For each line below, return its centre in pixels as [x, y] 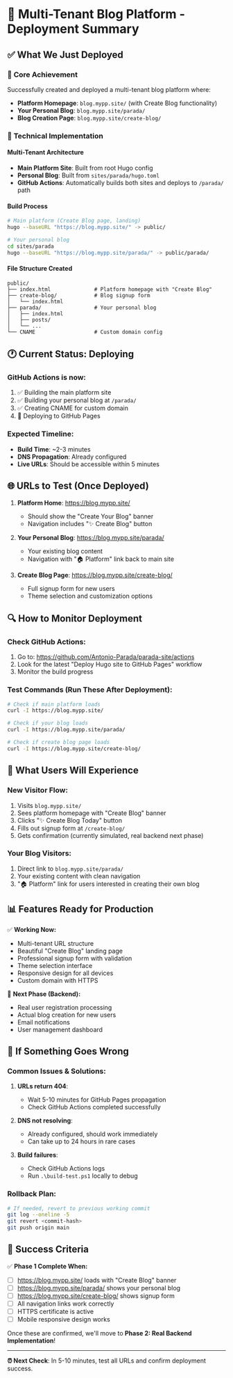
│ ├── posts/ [29, 319]
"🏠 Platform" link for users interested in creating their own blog [108, 884]
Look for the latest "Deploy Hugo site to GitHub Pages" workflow [110, 665]
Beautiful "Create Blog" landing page [70, 951]
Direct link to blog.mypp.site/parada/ [70, 869]
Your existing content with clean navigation [79, 876]
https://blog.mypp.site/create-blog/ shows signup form [96, 1296]
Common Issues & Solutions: [57, 1071]
